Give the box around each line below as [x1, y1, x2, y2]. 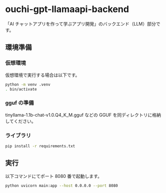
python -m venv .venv [5, 82, 51, 87]
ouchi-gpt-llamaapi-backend [5, 4, 129, 15]
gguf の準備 [5, 100, 34, 107]
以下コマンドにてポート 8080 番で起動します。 [5, 173, 102, 179]
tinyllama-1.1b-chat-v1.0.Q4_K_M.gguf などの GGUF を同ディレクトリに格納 [5, 112, 161, 118]
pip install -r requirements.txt [5, 143, 75, 149]
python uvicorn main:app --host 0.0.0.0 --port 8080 [5, 183, 118, 188]
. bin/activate [5, 86, 37, 91]
